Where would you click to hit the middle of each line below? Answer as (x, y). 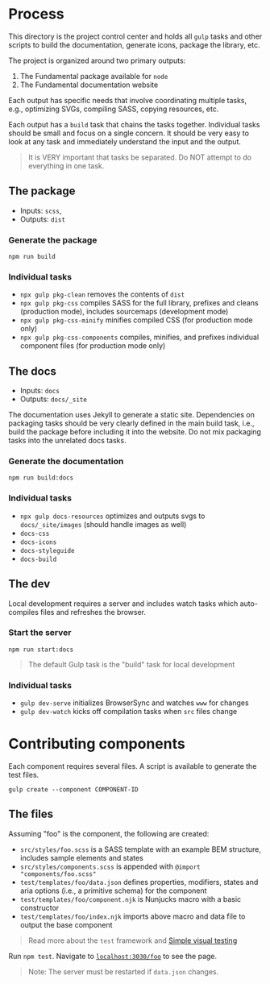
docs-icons (38, 542)
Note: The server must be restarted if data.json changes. (123, 971)
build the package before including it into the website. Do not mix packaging (135, 432)
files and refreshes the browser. (93, 612)
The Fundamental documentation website (89, 85)
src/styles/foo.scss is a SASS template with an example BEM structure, (141, 849)
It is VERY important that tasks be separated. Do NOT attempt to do (140, 157)
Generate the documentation (66, 462)
